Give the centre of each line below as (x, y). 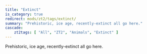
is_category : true (24, 14)
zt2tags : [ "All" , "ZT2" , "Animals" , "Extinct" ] (66, 32)
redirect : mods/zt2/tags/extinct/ (41, 19)
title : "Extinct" (23, 10)
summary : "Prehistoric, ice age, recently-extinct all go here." (74, 23)
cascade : (14, 28)
